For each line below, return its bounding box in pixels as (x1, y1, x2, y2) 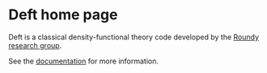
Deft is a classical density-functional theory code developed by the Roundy (8, 32, 260, 42)
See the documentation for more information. (8, 56, 159, 66)
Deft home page (8, 6, 118, 24)
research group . (8, 40, 62, 50)
